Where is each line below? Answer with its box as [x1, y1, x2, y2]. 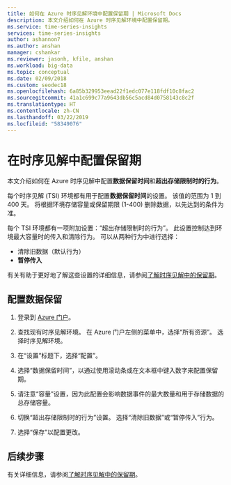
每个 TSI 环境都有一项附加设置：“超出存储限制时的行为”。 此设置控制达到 [7, 224, 216, 232]
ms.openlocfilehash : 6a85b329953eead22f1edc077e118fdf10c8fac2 [7, 88, 195, 95]
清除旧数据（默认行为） [17, 247, 85, 256]
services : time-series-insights [7, 29, 101, 37]
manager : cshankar [7, 49, 61, 56]
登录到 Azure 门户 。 [17, 313, 75, 321]
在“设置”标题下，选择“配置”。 [17, 351, 102, 360]
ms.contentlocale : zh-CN [7, 107, 79, 114]
